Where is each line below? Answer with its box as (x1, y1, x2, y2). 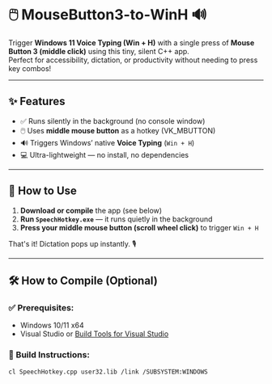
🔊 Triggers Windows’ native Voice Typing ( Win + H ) (19, 137, 195, 147)
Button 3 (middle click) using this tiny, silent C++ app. (8, 46, 190, 56)
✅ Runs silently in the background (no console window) (19, 116, 206, 125)
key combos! (8, 63, 52, 73)
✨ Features (8, 95, 66, 108)
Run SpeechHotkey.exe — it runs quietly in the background (19, 214, 213, 224)
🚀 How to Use (8, 184, 77, 198)
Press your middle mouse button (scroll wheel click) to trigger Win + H (19, 222, 259, 232)
